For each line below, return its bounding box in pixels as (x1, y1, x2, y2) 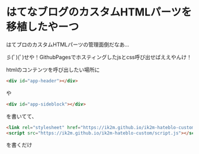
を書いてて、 (6, 113, 37, 120)
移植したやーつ (6, 20, 79, 34)
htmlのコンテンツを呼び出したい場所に (6, 66, 100, 73)
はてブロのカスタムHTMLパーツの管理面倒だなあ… (6, 41, 129, 48)
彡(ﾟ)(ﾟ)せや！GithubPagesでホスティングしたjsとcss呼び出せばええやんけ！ (6, 53, 192, 60)
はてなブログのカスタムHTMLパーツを (6, 5, 192, 19)
